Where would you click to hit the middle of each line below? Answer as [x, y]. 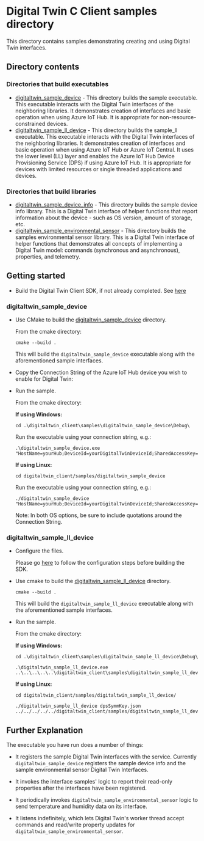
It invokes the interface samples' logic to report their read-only [93, 782]
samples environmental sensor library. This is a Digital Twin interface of [105, 237]
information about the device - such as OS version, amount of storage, [104, 218]
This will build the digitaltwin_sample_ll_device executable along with [104, 604]
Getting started [36, 276]
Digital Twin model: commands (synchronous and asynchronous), [97, 250]
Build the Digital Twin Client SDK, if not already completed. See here [100, 290]
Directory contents [43, 67]
